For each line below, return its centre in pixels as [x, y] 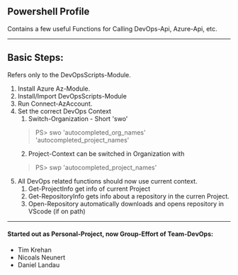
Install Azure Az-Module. [54, 89]
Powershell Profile [49, 12]
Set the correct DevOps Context [64, 111]
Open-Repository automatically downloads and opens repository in [126, 203]
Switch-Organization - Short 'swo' [78, 118]
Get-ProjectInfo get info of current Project [89, 189]
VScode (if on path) [57, 211]
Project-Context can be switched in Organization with [106, 153]
